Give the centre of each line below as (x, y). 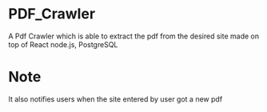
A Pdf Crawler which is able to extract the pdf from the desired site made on (134, 36)
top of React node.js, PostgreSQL (63, 44)
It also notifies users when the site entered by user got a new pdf (116, 99)
